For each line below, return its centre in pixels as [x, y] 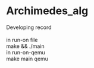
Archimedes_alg [47, 11]
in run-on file [22, 40]
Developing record [29, 27]
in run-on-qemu [26, 52]
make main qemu [27, 59]
